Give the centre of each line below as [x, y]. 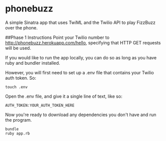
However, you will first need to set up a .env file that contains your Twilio [80, 72]
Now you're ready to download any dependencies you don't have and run [81, 115]
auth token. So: [21, 78]
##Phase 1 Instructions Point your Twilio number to [57, 37]
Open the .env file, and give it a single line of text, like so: [64, 96]
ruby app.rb [17, 133]
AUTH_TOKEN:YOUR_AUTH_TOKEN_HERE [40, 105]
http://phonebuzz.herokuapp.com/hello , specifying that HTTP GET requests [83, 42]
